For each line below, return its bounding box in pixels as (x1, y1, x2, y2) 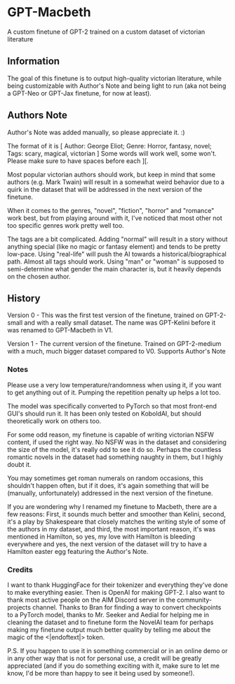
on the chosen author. (7, 272, 71, 280)
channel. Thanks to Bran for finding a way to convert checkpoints (32, 602, 222, 612)
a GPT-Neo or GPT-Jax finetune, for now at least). (7, 89, 152, 97)
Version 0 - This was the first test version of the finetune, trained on (7, 311, 203, 320)
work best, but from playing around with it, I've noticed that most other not (7, 214, 222, 222)
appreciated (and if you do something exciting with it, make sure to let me (7, 662, 220, 670)
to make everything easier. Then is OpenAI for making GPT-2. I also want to (7, 588, 225, 596)
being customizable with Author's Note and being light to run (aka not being (7, 82, 227, 90)
